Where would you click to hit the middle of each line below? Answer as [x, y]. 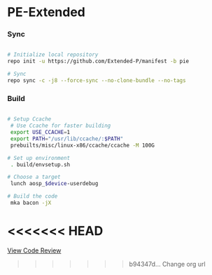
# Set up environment [39, 158]
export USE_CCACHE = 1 [40, 133]
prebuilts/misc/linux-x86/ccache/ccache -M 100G [83, 145]
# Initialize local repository [53, 55]
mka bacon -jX [31, 203]
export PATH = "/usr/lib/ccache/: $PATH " [67, 139]
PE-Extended [46, 12]
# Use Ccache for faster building [61, 126]
